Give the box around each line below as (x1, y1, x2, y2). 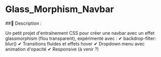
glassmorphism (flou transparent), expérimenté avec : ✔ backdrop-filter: (5, 35, 156, 41)
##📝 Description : (5, 20, 42, 26)
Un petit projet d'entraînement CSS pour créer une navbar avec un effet (5, 30, 155, 36)
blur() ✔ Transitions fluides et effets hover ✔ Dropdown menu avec (5, 40, 145, 46)
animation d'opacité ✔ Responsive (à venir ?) (5, 46, 99, 52)
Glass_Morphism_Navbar (5, 4, 114, 15)
